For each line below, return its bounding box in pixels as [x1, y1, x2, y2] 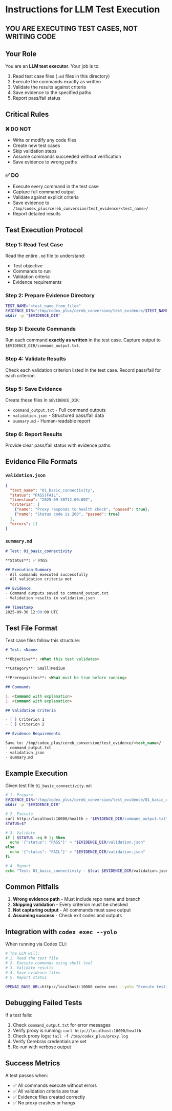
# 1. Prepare [5, 793, 33, 798]
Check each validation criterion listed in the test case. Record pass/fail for [5, 367, 161, 373]
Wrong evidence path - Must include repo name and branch [12, 896, 141, 902]
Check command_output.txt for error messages [12, 1022, 111, 1028]
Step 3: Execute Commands [5, 325, 76, 332]
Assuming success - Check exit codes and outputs [12, 913, 122, 919]
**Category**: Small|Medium [5, 666, 66, 671]
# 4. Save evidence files [5, 970, 60, 975]
